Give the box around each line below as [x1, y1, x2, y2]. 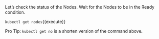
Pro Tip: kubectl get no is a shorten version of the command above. [5, 28, 143, 34]
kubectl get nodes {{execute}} [5, 19, 66, 24]
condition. [5, 9, 25, 15]
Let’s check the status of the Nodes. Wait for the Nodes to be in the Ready [5, 4, 155, 10]
